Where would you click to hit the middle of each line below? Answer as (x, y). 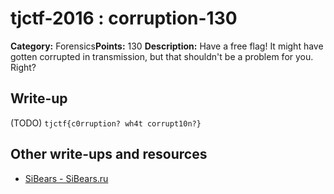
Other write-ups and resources (109, 154)
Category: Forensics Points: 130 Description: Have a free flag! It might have (167, 46)
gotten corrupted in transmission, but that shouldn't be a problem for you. (162, 56)
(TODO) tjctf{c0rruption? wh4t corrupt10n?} (106, 123)
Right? (23, 67)
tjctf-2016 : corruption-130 (124, 18)
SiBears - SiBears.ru (66, 178)
